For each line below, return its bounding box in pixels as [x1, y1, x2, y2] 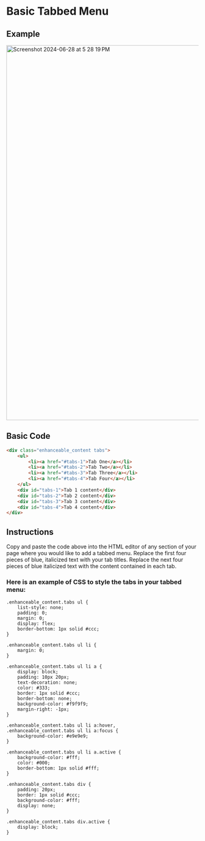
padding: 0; [17, 610, 48, 616]
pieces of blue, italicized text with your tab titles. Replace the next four [6, 556, 184, 564]
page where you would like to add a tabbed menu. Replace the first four [6, 550, 187, 557]
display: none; [17, 803, 56, 809]
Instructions [6, 526, 54, 537]
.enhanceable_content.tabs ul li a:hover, [6, 722, 116, 729]
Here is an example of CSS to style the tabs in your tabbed [6, 578, 182, 586]
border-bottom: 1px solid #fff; [17, 765, 99, 772]
